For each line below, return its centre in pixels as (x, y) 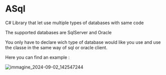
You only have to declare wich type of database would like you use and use (83, 42)
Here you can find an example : (38, 57)
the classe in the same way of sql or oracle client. (56, 47)
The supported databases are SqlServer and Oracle (58, 32)
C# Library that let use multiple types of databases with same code (74, 23)
